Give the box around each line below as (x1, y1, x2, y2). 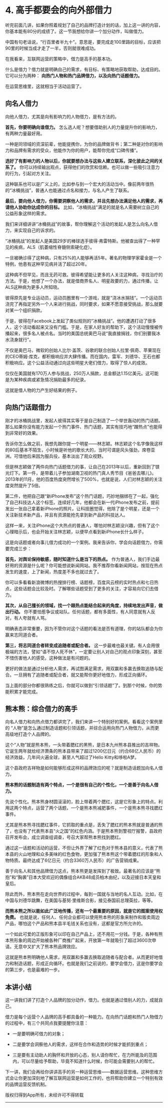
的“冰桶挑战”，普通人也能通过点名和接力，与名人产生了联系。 (5, 187, 132, 193)
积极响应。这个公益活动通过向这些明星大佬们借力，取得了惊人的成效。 (5, 359, 150, 365)
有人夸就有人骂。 (13, 615, 49, 621)
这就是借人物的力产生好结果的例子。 (5, 387, 80, 393)
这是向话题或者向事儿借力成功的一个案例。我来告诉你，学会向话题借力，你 (5, 539, 158, 545)
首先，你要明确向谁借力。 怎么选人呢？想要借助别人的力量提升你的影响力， (5, 124, 160, 130)
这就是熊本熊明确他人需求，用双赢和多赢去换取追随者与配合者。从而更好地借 (5, 954, 163, 960)
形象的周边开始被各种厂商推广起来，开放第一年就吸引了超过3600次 (13, 938, 152, 944)
